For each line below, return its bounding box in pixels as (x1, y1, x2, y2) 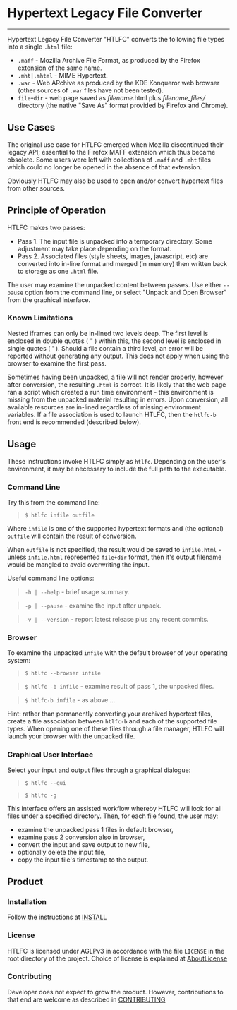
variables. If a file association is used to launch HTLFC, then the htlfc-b (7, 410, 217, 419)
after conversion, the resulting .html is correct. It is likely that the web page (7, 380, 226, 389)
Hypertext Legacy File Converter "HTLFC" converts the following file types (7, 35, 225, 43)
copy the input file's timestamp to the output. (17, 855, 149, 864)
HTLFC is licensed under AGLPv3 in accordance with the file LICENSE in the (7, 946, 225, 955)
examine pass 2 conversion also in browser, (17, 833, 145, 841)
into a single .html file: (7, 42, 73, 51)
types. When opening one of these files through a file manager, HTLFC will (7, 725, 224, 733)
